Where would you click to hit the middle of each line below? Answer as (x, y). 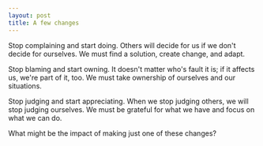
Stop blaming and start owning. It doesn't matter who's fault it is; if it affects (131, 69)
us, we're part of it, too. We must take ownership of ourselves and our (122, 77)
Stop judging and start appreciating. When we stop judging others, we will (128, 101)
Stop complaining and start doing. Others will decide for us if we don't (122, 45)
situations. (25, 86)
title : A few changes (44, 23)
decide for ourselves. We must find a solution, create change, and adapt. (127, 54)
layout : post (30, 15)
